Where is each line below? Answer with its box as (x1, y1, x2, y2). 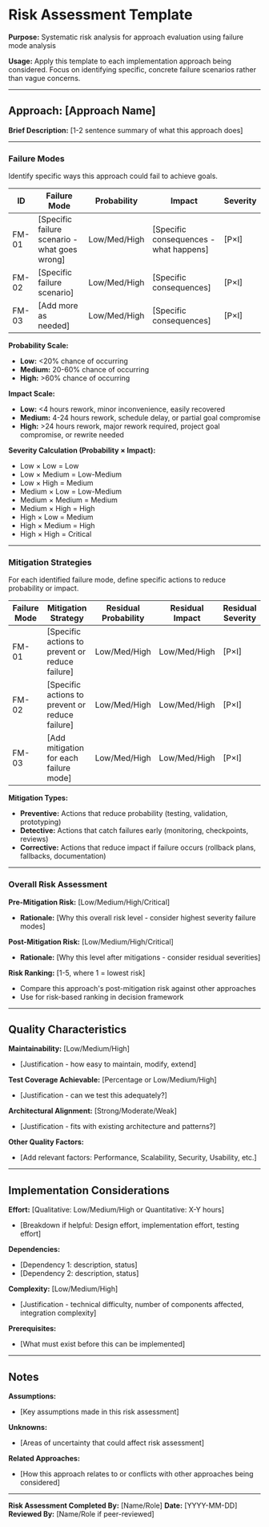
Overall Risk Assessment (8, 879, 108, 890)
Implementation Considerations (8, 1184, 170, 1197)
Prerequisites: (8, 1324, 57, 1334)
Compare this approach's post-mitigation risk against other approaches (19, 983, 256, 993)
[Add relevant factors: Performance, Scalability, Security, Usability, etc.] (19, 1153, 258, 1163)
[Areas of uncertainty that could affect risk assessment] (19, 1438, 205, 1448)
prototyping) (19, 817, 62, 827)
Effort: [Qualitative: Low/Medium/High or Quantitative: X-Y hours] (8, 1205, 224, 1215)
